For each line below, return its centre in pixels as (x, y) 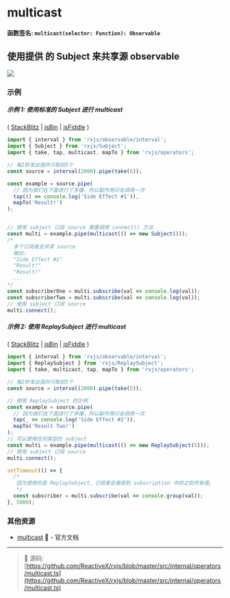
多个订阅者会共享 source (44, 247)
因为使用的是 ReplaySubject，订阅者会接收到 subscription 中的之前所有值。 (115, 483)
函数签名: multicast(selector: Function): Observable (84, 33)
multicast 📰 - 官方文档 (48, 537)
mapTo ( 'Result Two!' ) (44, 426)
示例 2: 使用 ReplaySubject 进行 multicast (67, 327)
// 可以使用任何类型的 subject (47, 439)
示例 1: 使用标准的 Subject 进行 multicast (65, 110)
